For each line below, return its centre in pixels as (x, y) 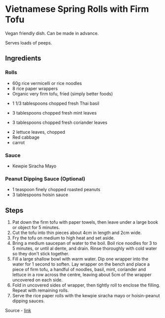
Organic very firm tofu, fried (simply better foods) (63, 94)
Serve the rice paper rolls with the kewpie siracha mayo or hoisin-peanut (86, 296)
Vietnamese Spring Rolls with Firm (77, 9)
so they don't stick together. (41, 254)
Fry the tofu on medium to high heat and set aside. (63, 238)
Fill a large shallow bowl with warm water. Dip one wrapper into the (80, 259)
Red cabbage (26, 137)
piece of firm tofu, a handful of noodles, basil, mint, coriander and (79, 270)
